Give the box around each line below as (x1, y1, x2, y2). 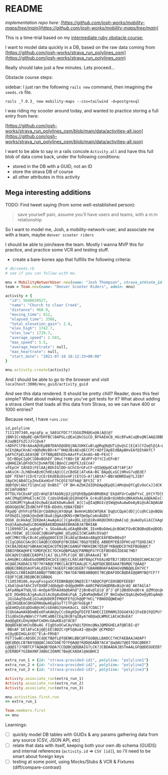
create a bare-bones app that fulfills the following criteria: (12, 256, 131, 262)
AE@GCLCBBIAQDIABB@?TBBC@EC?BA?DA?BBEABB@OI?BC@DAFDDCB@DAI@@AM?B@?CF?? (5, 570, 160, 575)
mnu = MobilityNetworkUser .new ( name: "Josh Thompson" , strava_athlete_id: (5, 279, 164, 285)
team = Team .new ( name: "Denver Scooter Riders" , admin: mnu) (5, 284, 135, 289)
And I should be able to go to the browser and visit (5, 376, 109, 382)
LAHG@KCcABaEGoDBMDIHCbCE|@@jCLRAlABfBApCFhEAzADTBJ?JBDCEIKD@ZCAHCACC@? (5, 557, 162, 562)
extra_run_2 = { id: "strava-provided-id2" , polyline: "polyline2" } (5, 662, 149, 667)
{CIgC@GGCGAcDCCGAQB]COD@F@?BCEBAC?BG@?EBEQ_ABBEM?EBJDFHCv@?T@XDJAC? (5, 539, 155, 545)
